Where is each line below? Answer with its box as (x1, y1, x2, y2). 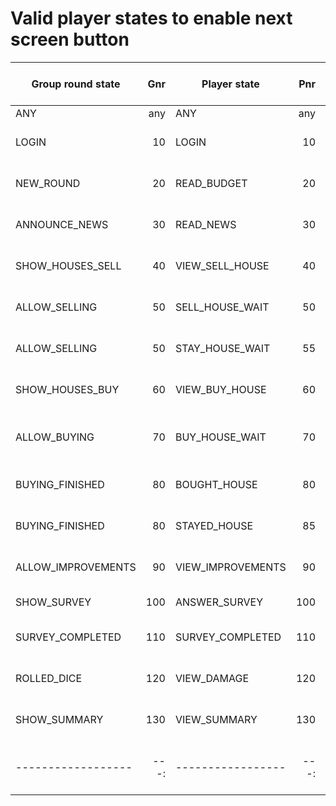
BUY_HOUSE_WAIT (174, 430, 267, 444)
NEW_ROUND (15, 176, 81, 190)
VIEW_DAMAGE (174, 671, 250, 685)
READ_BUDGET (174, 176, 248, 190)
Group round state (31, 77, 121, 91)
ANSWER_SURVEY (174, 595, 264, 609)
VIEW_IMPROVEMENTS (174, 560, 287, 574)
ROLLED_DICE (15, 671, 83, 685)
